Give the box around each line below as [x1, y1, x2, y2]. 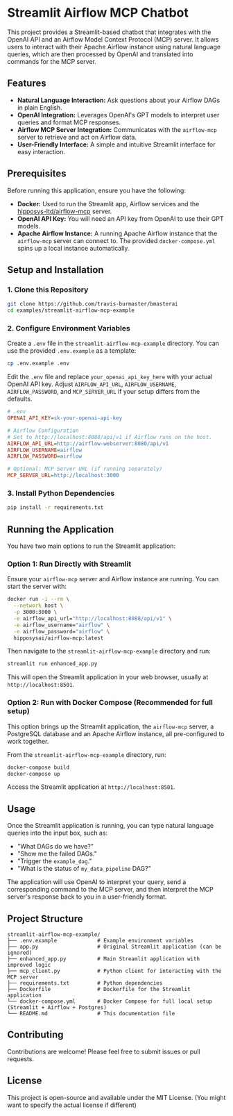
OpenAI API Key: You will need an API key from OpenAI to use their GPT [17, 214, 224, 223]
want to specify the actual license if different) [7, 1101, 137, 1109]
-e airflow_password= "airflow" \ [13, 628, 110, 635]
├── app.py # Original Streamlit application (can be [7, 943, 222, 950]
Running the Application [7, 523, 114, 535]
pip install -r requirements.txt [7, 504, 104, 511]
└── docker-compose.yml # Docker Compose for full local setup [7, 998, 213, 1005]
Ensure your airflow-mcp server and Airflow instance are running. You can [7, 575, 219, 583]
